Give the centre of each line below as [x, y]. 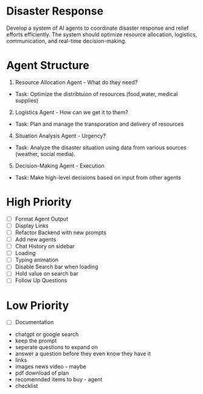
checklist [26, 386]
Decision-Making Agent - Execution [60, 166]
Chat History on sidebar [45, 246]
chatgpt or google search [47, 335]
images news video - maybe [50, 367]
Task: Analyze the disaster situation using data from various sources [101, 148]
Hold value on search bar [47, 274]
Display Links [32, 225]
